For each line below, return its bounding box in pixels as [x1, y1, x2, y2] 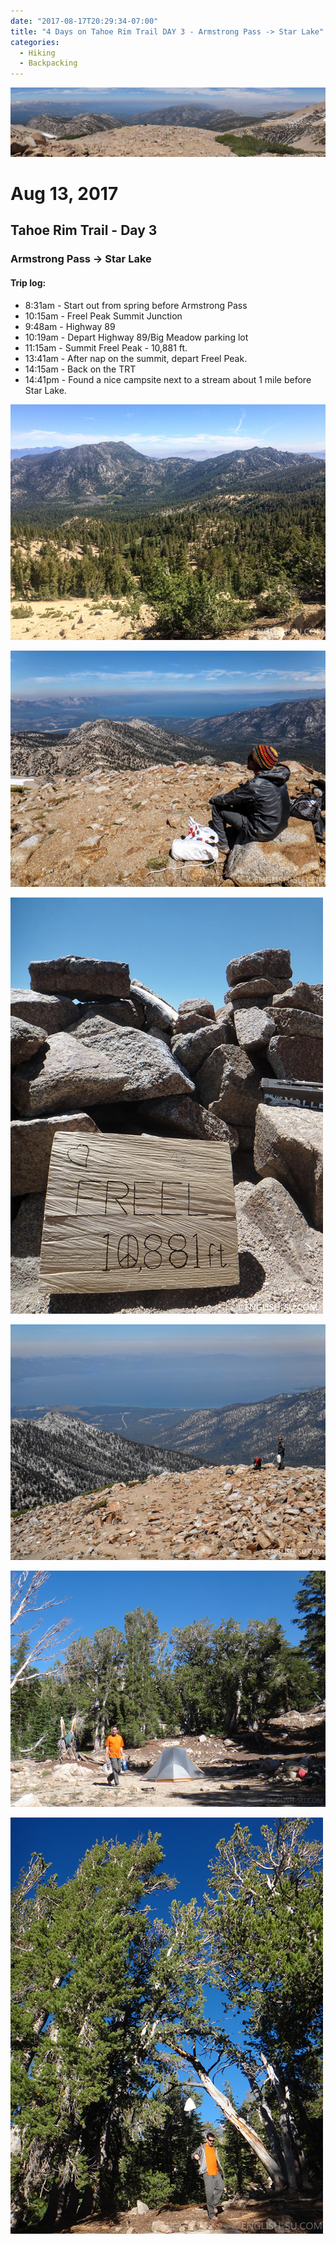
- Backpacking [19, 58, 78, 69]
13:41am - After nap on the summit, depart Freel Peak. [24, 352, 248, 364]
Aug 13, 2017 [10, 183, 119, 205]
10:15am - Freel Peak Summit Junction [24, 310, 183, 322]
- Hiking [19, 48, 56, 58]
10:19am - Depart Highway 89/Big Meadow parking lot [24, 331, 249, 343]
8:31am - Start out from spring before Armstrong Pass [24, 299, 248, 311]
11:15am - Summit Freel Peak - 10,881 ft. [24, 341, 188, 354]
